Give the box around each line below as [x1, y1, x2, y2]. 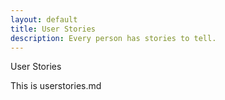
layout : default [10, 14, 78, 25]
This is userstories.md [10, 80, 102, 92]
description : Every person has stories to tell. [10, 33, 217, 43]
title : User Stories [10, 24, 97, 34]
